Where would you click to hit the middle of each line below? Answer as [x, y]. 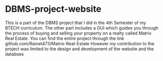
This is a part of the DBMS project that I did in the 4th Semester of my [76, 23]
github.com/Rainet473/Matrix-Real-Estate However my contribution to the [80, 43]
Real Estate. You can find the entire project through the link [65, 38]
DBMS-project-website [53, 9]
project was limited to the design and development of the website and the [80, 49]
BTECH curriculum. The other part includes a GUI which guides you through [82, 28]
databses [14, 54]
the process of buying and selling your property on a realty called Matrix [78, 33]
